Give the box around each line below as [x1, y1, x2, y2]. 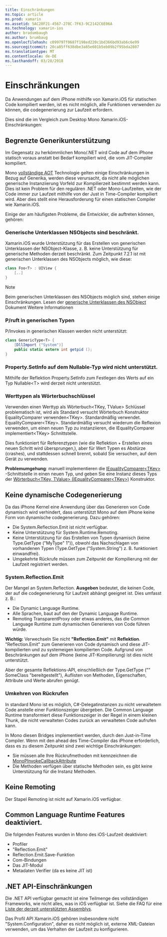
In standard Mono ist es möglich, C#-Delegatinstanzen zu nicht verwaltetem [5, 701, 162, 707]
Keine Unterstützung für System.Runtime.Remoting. [12, 530, 119, 536]
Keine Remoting [5, 783, 56, 791]
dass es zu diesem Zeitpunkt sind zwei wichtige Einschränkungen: [5, 743, 142, 749]
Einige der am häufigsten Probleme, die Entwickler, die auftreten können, [5, 211, 155, 217]
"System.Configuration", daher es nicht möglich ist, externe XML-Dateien [5, 921, 156, 927]
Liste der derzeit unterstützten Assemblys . [5, 906, 92, 912]
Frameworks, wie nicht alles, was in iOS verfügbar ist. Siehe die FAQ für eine [5, 901, 162, 907]
